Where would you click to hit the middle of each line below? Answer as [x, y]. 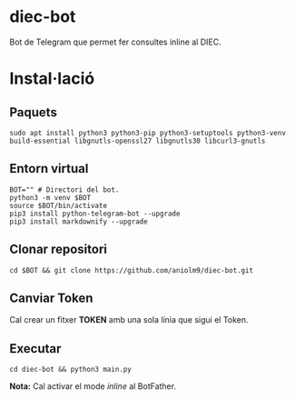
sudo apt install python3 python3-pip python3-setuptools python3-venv [147, 133]
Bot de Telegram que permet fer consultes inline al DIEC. [115, 42]
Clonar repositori [58, 249]
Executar [35, 349]
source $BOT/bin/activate [58, 205]
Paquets [33, 112]
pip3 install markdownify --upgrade [79, 221]
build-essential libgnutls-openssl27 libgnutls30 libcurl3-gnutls [138, 141]
